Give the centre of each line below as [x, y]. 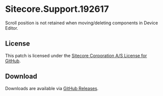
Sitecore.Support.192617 [57, 9]
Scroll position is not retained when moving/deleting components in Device [82, 23]
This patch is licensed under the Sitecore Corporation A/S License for [76, 55]
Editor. [12, 28]
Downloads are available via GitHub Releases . [52, 88]
